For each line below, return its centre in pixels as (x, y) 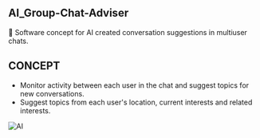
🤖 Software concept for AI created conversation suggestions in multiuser (128, 32)
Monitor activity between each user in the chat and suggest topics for (134, 85)
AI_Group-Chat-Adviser (69, 13)
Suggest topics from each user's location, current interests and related (136, 102)
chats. (19, 41)
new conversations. (52, 93)
